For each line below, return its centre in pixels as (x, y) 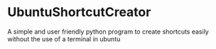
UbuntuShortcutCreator (79, 12)
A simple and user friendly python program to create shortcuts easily (108, 31)
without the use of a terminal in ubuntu (64, 38)
